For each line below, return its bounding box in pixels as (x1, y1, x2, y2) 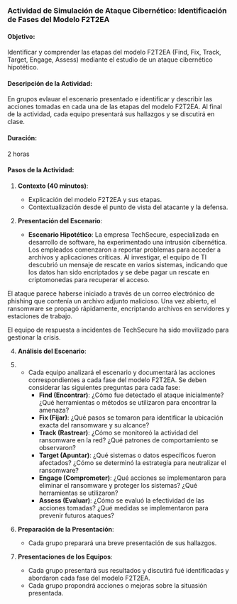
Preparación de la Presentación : (17, 525, 115, 533)
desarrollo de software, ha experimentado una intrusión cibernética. (28, 237, 227, 246)
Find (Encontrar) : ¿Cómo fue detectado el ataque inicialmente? (38, 391, 224, 399)
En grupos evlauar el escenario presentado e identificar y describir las (7, 95, 213, 104)
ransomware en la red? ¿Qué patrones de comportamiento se (38, 435, 219, 444)
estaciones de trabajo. (7, 311, 73, 320)
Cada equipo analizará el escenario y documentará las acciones (28, 368, 216, 376)
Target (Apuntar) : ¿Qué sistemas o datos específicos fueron (38, 451, 216, 459)
